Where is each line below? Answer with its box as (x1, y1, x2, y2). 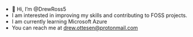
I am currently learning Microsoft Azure (11, 18, 107, 25)
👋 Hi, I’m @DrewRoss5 (11, 6, 67, 12)
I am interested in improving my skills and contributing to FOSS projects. (11, 12, 188, 19)
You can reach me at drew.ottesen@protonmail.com (11, 24, 138, 31)
